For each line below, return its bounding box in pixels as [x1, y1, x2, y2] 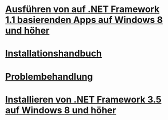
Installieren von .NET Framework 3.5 [5, 94, 162, 105]
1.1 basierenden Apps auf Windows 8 [5, 14, 163, 26]
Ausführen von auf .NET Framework [5, 4, 160, 15]
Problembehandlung [5, 71, 93, 82]
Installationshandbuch [5, 48, 102, 59]
